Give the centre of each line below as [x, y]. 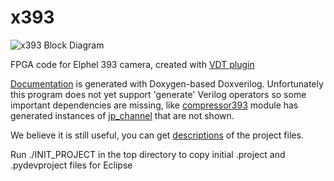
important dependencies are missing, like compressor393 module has [154, 105]
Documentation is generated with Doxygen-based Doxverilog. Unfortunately [167, 83]
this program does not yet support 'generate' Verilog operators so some [158, 94]
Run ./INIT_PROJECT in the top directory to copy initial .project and [148, 154]
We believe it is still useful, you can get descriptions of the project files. [157, 135]
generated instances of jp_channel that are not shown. [122, 115]
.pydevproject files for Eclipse [71, 165]
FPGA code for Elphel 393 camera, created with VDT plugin [132, 64]
